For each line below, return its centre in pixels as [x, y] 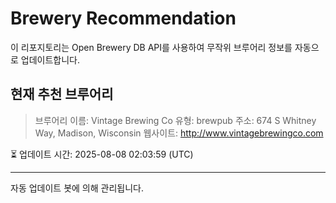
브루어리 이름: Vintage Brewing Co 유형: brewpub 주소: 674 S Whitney [175, 120]
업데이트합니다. [50, 59]
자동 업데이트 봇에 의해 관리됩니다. [77, 188]
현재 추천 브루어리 [62, 94]
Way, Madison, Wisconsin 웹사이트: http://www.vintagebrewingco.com [179, 133]
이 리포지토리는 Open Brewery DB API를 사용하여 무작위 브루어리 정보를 [151, 47]
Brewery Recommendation [123, 18]
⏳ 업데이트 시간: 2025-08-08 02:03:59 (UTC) [102, 154]
